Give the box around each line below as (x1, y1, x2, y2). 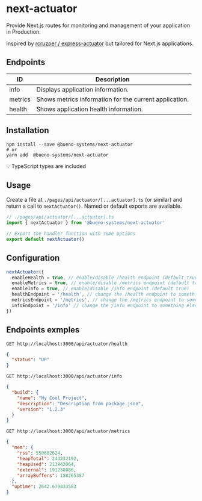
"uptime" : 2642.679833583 (11, 484, 77, 490)
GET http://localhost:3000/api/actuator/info (6, 373, 122, 379)
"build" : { (11, 390, 39, 396)
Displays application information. (36, 85, 129, 93)
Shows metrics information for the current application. (36, 95, 189, 104)
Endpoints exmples (6, 325, 80, 335)
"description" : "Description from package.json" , (17, 400, 144, 406)
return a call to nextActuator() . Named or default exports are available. (6, 202, 182, 210)
